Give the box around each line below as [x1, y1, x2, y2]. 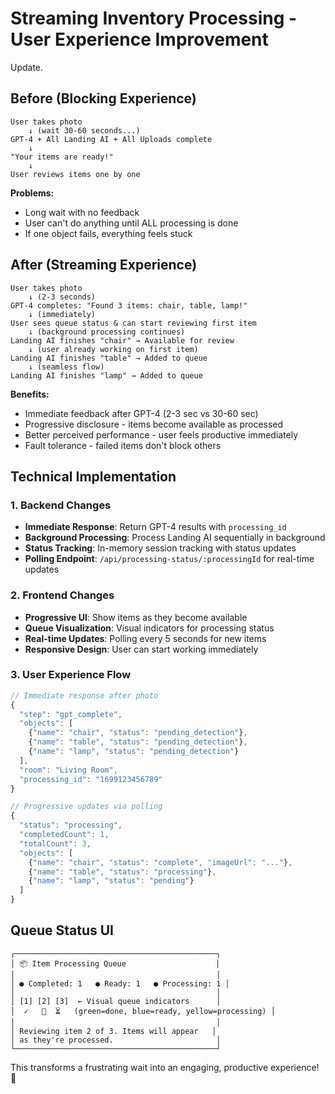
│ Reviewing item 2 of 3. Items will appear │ [10, 1026, 217, 1036]
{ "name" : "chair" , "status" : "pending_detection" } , [28, 728, 248, 738]
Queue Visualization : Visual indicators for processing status [24, 622, 275, 634]
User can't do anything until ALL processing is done [24, 217, 239, 229]
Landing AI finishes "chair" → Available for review [10, 335, 235, 346]
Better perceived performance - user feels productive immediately [24, 428, 299, 441]
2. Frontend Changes [10, 588, 115, 602]
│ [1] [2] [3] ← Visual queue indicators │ [10, 996, 222, 1006]
